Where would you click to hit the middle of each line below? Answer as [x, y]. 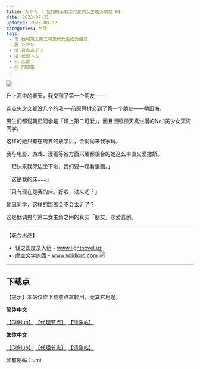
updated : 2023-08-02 [32, 23]
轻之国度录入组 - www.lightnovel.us [58, 248]
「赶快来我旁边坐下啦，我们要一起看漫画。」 [60, 167]
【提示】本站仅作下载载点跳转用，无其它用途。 [63, 297]
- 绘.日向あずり [26, 51]
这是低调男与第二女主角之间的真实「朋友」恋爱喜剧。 [71, 217]
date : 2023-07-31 [28, 17]
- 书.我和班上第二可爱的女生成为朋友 [48, 39]
